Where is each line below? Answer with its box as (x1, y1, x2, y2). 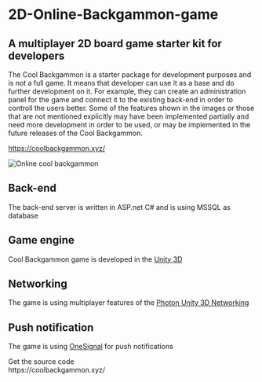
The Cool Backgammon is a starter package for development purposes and (8, 70, 252, 79)
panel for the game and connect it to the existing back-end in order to (8, 95, 234, 104)
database (8, 211, 39, 220)
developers (8, 49, 65, 62)
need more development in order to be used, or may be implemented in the (8, 120, 251, 129)
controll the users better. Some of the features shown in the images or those (8, 104, 255, 112)
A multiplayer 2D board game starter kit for (8, 37, 222, 50)
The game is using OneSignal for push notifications (8, 342, 174, 351)
